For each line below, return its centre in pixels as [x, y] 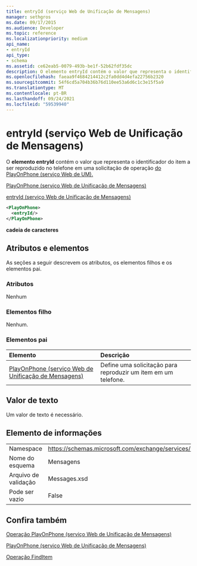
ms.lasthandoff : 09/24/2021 [40, 99]
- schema [17, 60]
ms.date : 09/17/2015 [31, 22]
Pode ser [21, 492]
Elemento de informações [54, 433]
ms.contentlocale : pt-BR [36, 93]
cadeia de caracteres [32, 230]
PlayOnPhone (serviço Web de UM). [50, 174]
